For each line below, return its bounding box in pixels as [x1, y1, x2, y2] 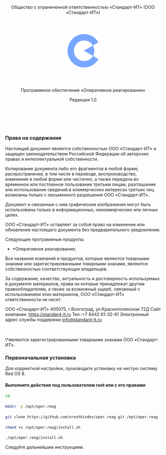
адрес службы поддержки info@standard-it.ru [5, 316, 102, 323]
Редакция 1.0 [69, 96, 97, 103]
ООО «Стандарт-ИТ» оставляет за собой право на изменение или [5, 221, 145, 227]
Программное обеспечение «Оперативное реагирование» [20, 87, 146, 93]
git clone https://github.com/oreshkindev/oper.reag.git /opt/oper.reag [5, 414, 158, 419]
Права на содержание [5, 134, 62, 141]
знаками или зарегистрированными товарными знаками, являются [5, 260, 148, 266]
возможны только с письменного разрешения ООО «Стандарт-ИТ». [5, 192, 149, 198]
